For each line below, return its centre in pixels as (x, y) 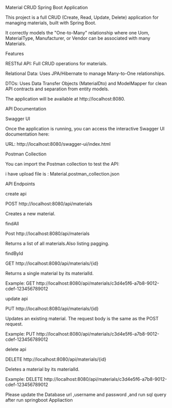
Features (15, 54)
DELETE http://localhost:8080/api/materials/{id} (56, 359)
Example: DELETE (24, 379)
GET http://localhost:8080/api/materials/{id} (52, 263)
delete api (16, 349)
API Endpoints (20, 184)
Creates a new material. (30, 213)
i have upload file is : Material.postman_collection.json (62, 174)
